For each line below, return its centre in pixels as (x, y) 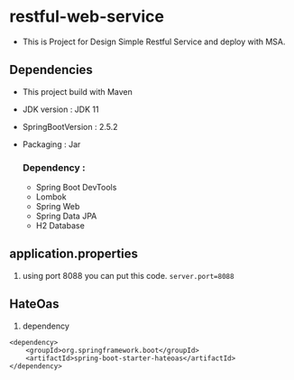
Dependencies (51, 70)
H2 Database (60, 226)
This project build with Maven (78, 91)
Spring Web (58, 207)
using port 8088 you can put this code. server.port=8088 (128, 275)
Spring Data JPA (66, 216)
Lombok (51, 197)
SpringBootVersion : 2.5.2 (70, 126)
